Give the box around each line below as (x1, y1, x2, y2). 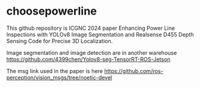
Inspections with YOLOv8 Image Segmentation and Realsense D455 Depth (6, 30, 194, 38)
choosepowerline (6, 4, 97, 18)
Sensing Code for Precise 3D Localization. (6, 37, 113, 44)
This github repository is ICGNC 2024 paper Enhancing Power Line (6, 24, 176, 32)
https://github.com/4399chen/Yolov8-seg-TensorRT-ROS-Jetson (6, 55, 171, 63)
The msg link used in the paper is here (6, 67, 103, 74)
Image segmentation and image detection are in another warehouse (6, 49, 177, 56)
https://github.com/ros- (103, 67, 164, 74)
